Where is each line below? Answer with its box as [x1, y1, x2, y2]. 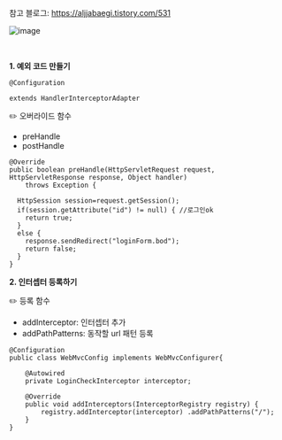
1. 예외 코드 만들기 [9, 61, 71, 71]
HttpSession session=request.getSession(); [17, 197, 179, 205]
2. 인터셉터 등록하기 [9, 277, 78, 287]
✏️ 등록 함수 [9, 296, 50, 305]
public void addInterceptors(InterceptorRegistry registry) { [25, 400, 259, 409]
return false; [25, 244, 77, 253]
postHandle [21, 141, 65, 151]
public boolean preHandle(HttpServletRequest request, [9, 166, 216, 174]
